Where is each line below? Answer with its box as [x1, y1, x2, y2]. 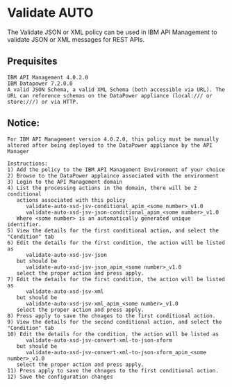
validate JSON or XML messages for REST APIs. [7, 35, 144, 43]
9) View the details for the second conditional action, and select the [7, 318, 222, 325]
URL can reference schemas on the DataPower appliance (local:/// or [7, 92, 213, 99]
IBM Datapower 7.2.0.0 [7, 80, 73, 87]
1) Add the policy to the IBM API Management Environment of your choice [7, 166, 226, 173]
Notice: [7, 117, 40, 129]
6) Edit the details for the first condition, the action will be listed [7, 239, 226, 246]
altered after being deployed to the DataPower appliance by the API [7, 141, 213, 149]
